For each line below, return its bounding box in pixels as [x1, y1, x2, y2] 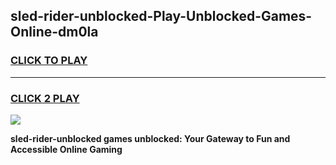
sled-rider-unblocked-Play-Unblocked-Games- [10, 8, 313, 25]
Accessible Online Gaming [10, 143, 123, 155]
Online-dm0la [10, 24, 99, 41]
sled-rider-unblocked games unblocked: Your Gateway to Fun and [10, 132, 291, 144]
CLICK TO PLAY [10, 54, 88, 68]
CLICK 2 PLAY [10, 91, 80, 105]
